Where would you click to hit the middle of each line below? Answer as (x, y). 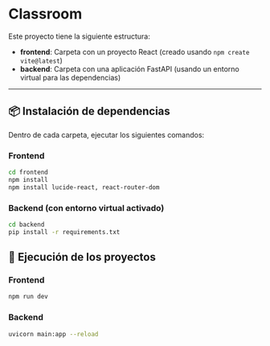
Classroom (45, 14)
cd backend (27, 224)
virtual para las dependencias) (70, 77)
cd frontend (28, 173)
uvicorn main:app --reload (53, 334)
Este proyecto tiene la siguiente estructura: (80, 36)
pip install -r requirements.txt (64, 232)
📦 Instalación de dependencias (89, 111)
